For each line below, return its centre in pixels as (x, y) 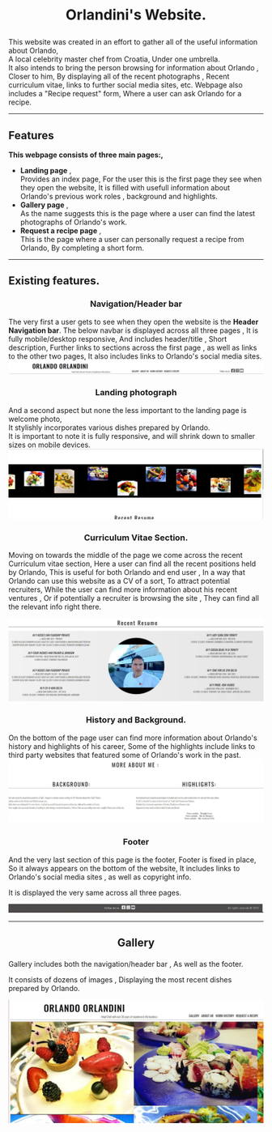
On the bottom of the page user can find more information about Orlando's (133, 738)
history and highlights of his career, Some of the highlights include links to (132, 746)
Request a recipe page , (61, 231)
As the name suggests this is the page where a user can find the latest (138, 213)
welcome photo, (35, 419)
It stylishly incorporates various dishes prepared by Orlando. (109, 428)
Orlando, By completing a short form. (82, 248)
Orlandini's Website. (136, 15)
